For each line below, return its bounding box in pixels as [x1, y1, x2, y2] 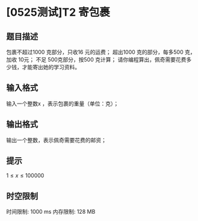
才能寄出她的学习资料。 [22, 64, 80, 70]
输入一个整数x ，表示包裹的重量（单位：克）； [6, 100, 119, 107]
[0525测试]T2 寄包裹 [6, 5, 110, 19]
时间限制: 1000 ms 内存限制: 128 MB [6, 208, 96, 216]
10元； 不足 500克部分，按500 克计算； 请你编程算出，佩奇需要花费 [17, 56, 187, 63]
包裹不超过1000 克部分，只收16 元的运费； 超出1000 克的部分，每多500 [6, 49, 184, 55]
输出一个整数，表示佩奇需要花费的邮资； [6, 136, 107, 143]
